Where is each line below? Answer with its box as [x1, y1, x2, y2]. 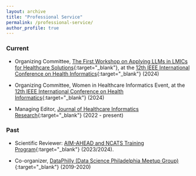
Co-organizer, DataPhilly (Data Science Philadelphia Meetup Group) [14, 157, 179, 164]
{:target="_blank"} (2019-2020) [14, 163, 91, 170]
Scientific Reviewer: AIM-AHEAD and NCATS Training [14, 139, 144, 147]
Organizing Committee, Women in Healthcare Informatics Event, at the [14, 82, 185, 89]
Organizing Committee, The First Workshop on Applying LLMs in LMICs [14, 57, 188, 65]
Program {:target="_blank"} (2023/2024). [14, 145, 114, 153]
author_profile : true [6, 25, 59, 31]
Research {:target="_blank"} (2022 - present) [14, 111, 124, 119]
